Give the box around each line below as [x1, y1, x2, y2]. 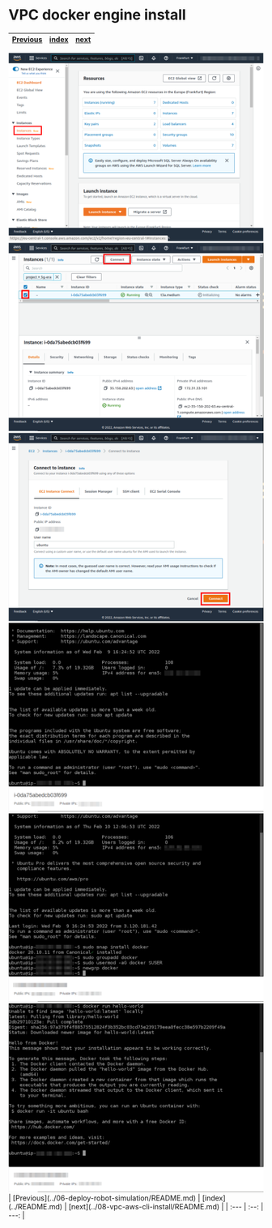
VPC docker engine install [8, 6, 186, 24]
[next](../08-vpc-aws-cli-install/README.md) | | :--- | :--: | [68, 1201, 264, 1211]
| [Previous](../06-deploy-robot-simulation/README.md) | [8, 1193, 201, 1203]
